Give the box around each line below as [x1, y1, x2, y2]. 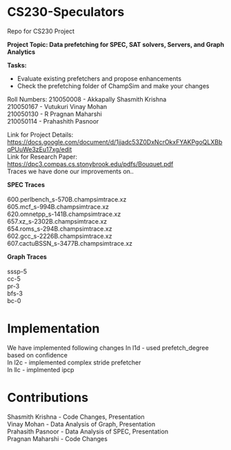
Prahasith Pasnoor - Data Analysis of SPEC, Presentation [7, 427, 169, 436]
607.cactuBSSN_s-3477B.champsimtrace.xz [7, 239, 133, 247]
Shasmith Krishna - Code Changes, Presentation [7, 412, 145, 421]
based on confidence [7, 351, 68, 359]
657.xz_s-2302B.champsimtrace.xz [7, 217, 108, 225]
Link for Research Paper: [7, 153, 78, 161]
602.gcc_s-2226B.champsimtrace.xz [7, 232, 112, 240]
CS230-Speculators [7, 4, 125, 20]
